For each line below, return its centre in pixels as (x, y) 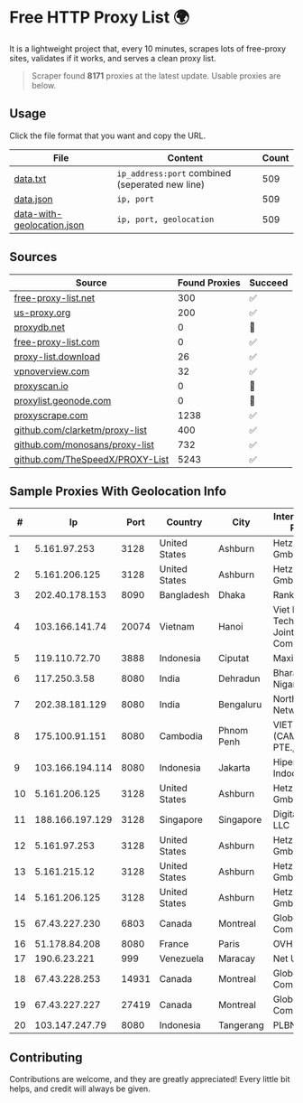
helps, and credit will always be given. (80, 1089)
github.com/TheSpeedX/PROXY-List (92, 459)
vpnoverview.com (52, 371)
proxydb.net (40, 327)
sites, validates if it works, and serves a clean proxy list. (113, 58)
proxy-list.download (57, 356)
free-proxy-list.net (55, 297)
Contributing (46, 1057)
